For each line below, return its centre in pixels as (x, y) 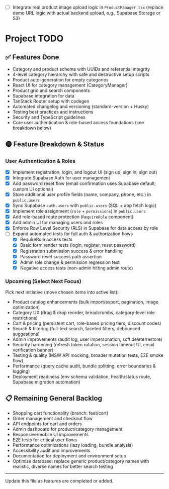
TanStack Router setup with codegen (51, 101)
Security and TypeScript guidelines (49, 117)
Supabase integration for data (43, 96)
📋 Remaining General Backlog (54, 398)
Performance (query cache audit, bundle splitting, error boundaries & (84, 366)
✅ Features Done (32, 57)
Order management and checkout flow (53, 418)
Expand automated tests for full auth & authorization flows (73, 234)
